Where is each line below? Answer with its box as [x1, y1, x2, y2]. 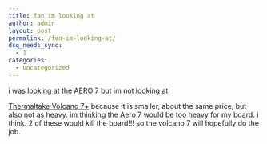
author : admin [8, 19, 56, 27]
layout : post [8, 26, 52, 34]
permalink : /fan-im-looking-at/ [8, 34, 116, 42]
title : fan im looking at [8, 11, 94, 20]
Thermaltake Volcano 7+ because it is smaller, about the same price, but [8, 101, 247, 110]
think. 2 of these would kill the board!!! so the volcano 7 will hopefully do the [8, 118, 260, 128]
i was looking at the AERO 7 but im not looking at [8, 86, 169, 95]
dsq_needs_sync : [8, 42, 62, 50]
